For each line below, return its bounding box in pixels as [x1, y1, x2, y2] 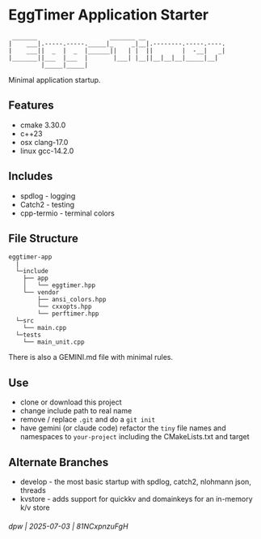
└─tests [15, 331, 42, 340]
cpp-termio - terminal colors [19, 208, 115, 218]
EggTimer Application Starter [8, 6, 208, 24]
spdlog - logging [19, 190, 76, 200]
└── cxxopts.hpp [37, 302, 92, 311]
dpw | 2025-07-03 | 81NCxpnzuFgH [8, 521, 128, 531]
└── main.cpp [23, 324, 67, 332]
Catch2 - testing [19, 199, 75, 209]
